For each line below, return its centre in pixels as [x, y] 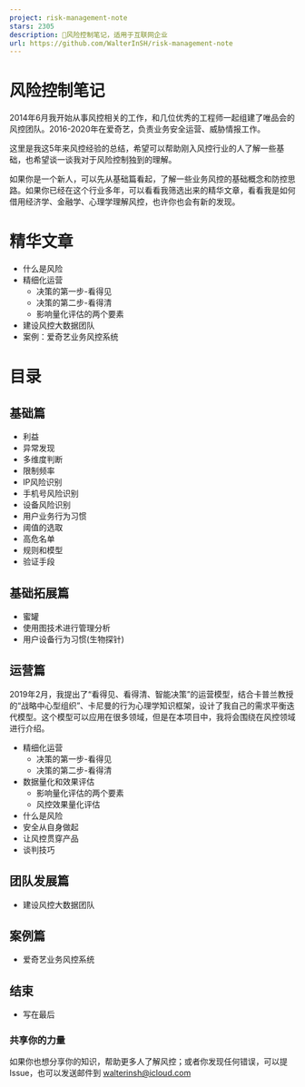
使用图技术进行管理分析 [66, 627]
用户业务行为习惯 [54, 516]
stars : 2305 [32, 26]
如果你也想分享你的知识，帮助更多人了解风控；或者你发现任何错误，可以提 [148, 1062]
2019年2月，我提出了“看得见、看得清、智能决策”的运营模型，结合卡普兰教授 [152, 694]
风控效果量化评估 [68, 804]
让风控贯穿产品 [50, 838]
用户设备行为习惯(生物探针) [74, 639]
